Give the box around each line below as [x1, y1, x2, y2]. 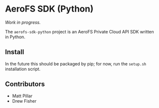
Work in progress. [5, 19, 41, 25]
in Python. [5, 34, 26, 40]
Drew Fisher [12, 98, 36, 104]
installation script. [5, 66, 41, 72]
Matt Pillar [12, 93, 33, 99]
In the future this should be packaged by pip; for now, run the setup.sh [5, 61, 147, 66]
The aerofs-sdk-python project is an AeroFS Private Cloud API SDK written [5, 29, 154, 34]
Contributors [5, 80, 45, 88]
